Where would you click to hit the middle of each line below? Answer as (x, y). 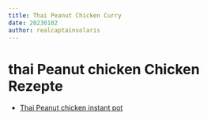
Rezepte (36, 86)
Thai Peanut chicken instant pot (71, 108)
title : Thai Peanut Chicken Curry (65, 15)
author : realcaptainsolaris (55, 30)
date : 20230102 (33, 23)
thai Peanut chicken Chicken (104, 69)
